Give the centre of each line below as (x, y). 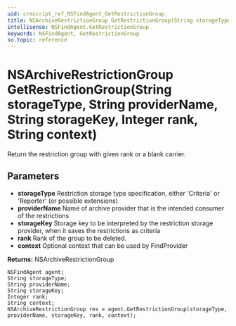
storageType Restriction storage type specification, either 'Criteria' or (118, 193)
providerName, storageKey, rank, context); (72, 315)
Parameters (33, 176)
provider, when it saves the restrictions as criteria (89, 230)
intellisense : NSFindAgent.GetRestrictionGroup (78, 27)
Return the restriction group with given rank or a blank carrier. (97, 154)
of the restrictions (43, 215)
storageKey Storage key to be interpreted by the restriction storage (115, 223)
